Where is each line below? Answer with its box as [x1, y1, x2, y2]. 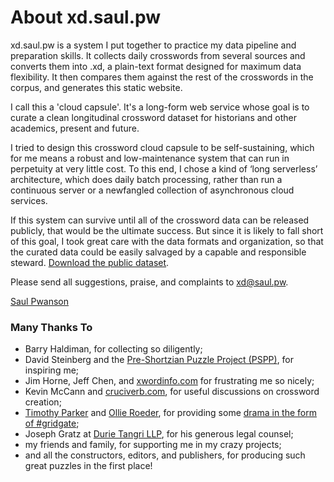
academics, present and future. [10, 122, 140, 134]
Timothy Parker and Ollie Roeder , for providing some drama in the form [24, 407, 317, 419]
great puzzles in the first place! [24, 460, 153, 472]
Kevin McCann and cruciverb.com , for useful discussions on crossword [24, 386, 320, 398]
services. [10, 194, 48, 206]
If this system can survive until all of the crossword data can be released [10, 214, 310, 226]
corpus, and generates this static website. [10, 81, 183, 93]
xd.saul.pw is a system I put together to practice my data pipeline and [10, 39, 297, 51]
